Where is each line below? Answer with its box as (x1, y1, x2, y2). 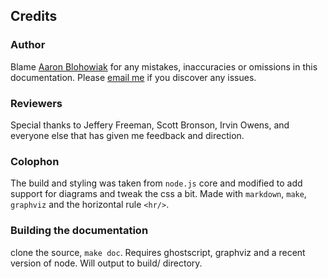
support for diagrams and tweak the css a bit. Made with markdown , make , (10, 188, 307, 200)
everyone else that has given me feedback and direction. (10, 129, 245, 141)
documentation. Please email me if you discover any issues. (10, 71, 257, 83)
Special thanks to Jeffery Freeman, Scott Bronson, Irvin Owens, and (10, 119, 290, 131)
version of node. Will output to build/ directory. (10, 257, 203, 269)
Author (10, 38, 46, 52)
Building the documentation (10, 224, 149, 238)
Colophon (10, 154, 60, 168)
